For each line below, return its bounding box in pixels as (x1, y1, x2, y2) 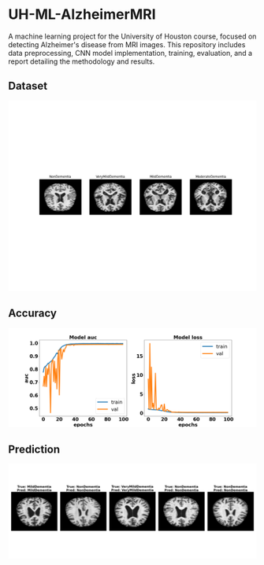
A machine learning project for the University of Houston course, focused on (8, 31, 257, 41)
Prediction (8, 442, 61, 456)
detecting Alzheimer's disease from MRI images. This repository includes (8, 39, 246, 49)
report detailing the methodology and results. (8, 57, 155, 66)
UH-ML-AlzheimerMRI (8, 6, 156, 24)
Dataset (8, 79, 48, 93)
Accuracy (8, 307, 58, 320)
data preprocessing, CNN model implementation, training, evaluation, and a (8, 48, 253, 57)
